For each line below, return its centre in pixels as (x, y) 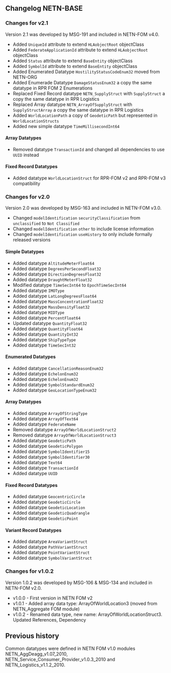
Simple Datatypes (25, 251)
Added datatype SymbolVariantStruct (52, 558)
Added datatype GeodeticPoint (45, 518)
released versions (32, 240)
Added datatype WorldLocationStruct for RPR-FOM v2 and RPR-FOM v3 (89, 178)
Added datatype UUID (35, 473)
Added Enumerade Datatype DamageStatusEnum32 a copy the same (82, 82)
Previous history (32, 636)
